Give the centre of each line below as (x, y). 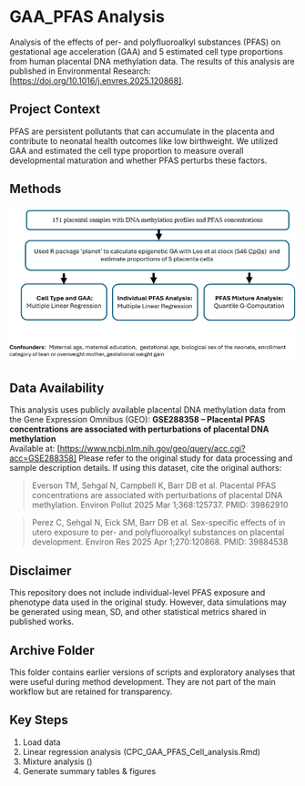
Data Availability (57, 388)
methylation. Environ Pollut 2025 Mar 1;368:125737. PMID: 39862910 (160, 505)
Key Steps (39, 720)
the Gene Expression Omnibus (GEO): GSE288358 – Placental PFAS (137, 420)
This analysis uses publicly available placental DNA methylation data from (148, 410)
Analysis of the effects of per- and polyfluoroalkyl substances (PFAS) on (145, 42)
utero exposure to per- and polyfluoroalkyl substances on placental (158, 532)
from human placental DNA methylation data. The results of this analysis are (152, 61)
